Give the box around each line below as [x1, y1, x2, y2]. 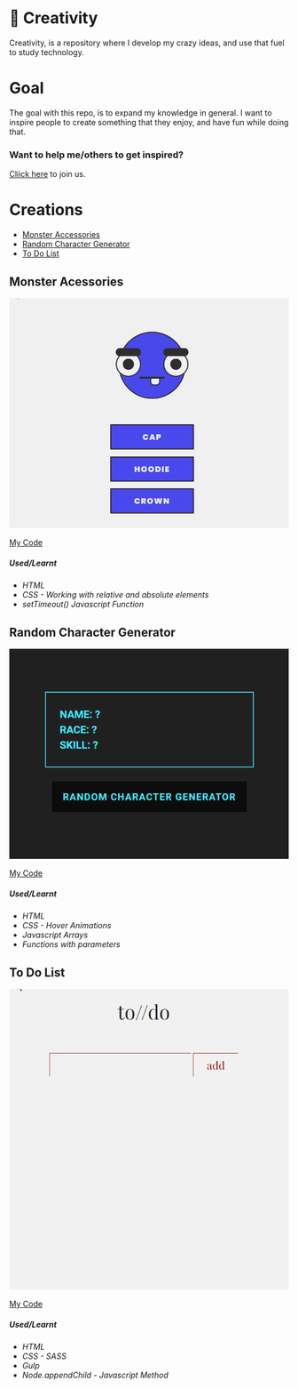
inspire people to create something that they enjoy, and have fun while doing [9, 116, 289, 127]
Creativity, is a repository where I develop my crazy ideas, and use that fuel [9, 37, 286, 48]
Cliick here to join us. [9, 169, 86, 180]
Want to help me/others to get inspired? [9, 149, 184, 161]
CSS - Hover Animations [21, 920, 112, 931]
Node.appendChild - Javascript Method [21, 1369, 169, 1380]
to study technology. [9, 46, 84, 57]
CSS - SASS [21, 1351, 67, 1361]
